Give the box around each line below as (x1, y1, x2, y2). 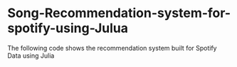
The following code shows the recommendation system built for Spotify (7, 43, 217, 52)
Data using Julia (7, 51, 55, 60)
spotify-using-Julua (7, 20, 129, 36)
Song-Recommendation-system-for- (7, 5, 231, 21)
